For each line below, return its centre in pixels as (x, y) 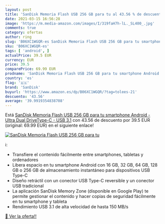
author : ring (18, 37)
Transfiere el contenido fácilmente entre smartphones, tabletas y (78, 155)
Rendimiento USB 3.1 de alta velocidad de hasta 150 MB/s (70, 207)
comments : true (21, 28)
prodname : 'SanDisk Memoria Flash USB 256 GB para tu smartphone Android (82, 74)
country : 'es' (20, 78)
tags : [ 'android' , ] (27, 51)
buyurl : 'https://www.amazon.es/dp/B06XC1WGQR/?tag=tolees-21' (71, 92)
